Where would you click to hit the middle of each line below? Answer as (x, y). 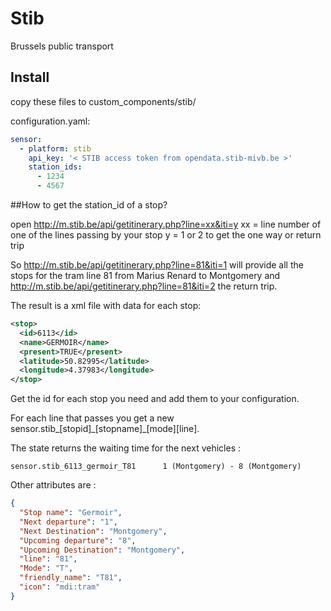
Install (30, 77)
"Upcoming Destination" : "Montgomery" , (102, 550)
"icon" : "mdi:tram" (60, 587)
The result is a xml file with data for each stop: (106, 305)
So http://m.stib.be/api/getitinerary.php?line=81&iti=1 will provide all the (157, 265)
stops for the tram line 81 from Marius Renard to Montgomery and (145, 275)
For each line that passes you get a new (92, 418)
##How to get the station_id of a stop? (89, 205)
